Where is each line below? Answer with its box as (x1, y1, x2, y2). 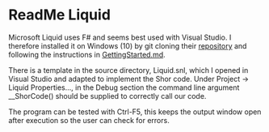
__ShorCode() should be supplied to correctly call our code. (8, 91, 207, 100)
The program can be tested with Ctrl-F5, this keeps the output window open (8, 107, 262, 117)
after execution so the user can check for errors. (8, 115, 170, 125)
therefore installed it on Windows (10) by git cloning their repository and (8, 40, 247, 50)
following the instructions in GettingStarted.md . (8, 49, 166, 59)
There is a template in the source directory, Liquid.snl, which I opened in (8, 65, 249, 75)
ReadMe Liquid (8, 6, 111, 24)
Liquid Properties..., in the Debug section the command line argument (8, 83, 240, 92)
